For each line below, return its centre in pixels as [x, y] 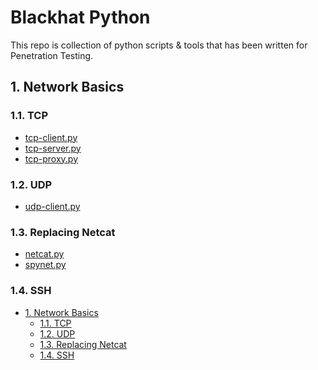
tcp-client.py [51, 137]
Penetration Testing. [52, 55]
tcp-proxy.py [51, 158]
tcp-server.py [53, 148]
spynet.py [45, 265]
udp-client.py [52, 206]
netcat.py [44, 254]
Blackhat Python [80, 17]
